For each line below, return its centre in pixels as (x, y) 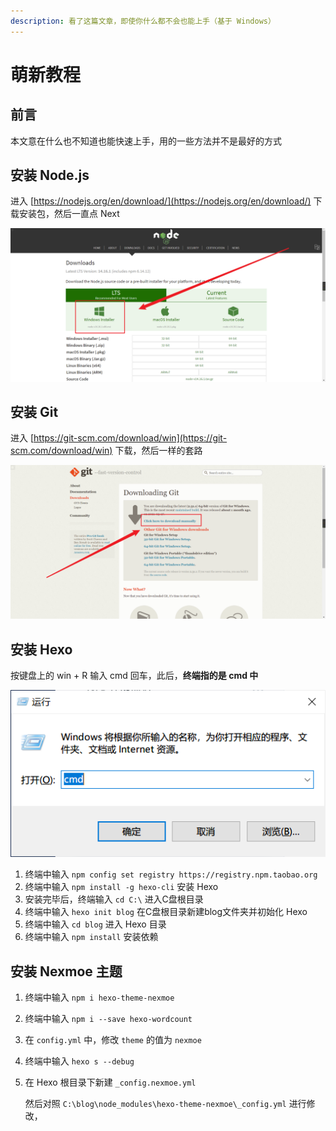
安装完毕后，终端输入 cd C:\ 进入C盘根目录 (114, 899)
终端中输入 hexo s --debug (79, 1061)
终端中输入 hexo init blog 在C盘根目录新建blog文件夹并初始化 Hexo (166, 912)
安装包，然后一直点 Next (69, 214)
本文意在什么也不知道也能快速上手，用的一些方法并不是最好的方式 (146, 141)
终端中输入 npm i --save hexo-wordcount (108, 1019)
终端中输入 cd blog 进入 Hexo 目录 (95, 924)
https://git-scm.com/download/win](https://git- (130, 438)
